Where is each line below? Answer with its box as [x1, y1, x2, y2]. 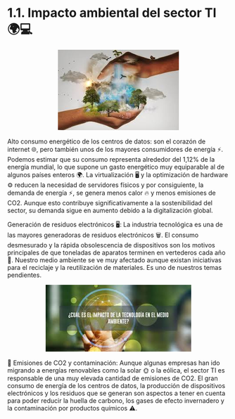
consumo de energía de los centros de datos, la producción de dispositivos [7, 381, 226, 389]
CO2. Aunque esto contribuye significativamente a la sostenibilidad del [7, 198, 213, 207]
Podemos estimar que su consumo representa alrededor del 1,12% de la [7, 155, 215, 163]
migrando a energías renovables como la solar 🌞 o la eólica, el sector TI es [7, 366, 225, 374]
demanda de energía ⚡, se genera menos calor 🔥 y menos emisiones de [7, 188, 216, 197]
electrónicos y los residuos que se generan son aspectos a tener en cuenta [7, 389, 226, 397]
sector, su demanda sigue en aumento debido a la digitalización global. [7, 206, 213, 214]
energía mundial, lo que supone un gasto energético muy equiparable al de [7, 162, 225, 171]
